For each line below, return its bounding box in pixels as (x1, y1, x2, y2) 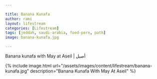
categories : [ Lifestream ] (5, 25, 59, 30)
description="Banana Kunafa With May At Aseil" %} (29, 68, 136, 74)
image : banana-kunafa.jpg (5, 35, 59, 40)
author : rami (5, 16, 32, 21)
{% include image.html (5, 63, 52, 68)
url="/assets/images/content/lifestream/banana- (52, 63, 153, 68)
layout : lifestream (5, 21, 46, 26)
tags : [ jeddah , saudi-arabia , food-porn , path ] (5, 30, 106, 35)
